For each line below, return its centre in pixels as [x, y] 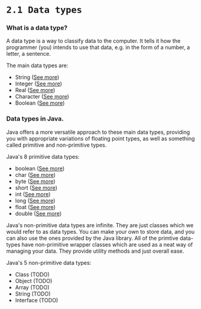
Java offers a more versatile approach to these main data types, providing [98, 132]
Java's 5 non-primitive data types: [49, 262]
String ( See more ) [37, 78]
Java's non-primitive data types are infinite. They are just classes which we [100, 225]
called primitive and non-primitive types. [56, 145]
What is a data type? [37, 28]
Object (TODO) [33, 281]
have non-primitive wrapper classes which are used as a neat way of [107, 244]
